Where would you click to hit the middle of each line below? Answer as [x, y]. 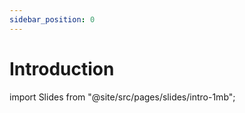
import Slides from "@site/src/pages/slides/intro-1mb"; [122, 97]
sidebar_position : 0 [52, 19]
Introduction [62, 68]
